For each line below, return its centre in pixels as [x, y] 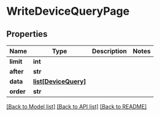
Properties [27, 34]
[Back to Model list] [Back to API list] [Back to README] [77, 106]
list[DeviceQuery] [59, 81]
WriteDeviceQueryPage [68, 11]
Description [109, 51]
